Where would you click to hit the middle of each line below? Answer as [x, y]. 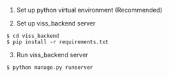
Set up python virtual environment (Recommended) [89, 10]
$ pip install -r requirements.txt [58, 42]
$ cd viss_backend [33, 36]
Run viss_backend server [52, 55]
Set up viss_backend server [56, 23]
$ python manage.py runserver [50, 68]
